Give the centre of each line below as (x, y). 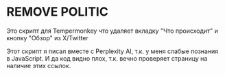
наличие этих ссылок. (39, 65)
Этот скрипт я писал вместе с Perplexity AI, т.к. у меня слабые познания (113, 51)
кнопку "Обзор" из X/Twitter (47, 37)
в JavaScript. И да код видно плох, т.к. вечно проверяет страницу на (107, 58)
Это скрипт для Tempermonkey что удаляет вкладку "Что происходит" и (113, 31)
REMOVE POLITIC (58, 12)
